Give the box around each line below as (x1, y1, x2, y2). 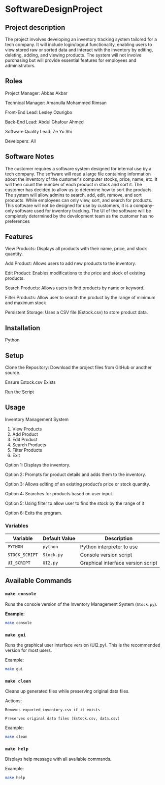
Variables (5, 522, 29, 529)
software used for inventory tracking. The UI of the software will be (14, 208, 151, 213)
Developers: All (5, 138, 36, 144)
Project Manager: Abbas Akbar (5, 90, 68, 96)
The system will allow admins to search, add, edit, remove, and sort (5, 192, 142, 198)
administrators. (5, 63, 36, 68)
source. (5, 370, 21, 376)
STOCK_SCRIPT (7, 552, 38, 558)
